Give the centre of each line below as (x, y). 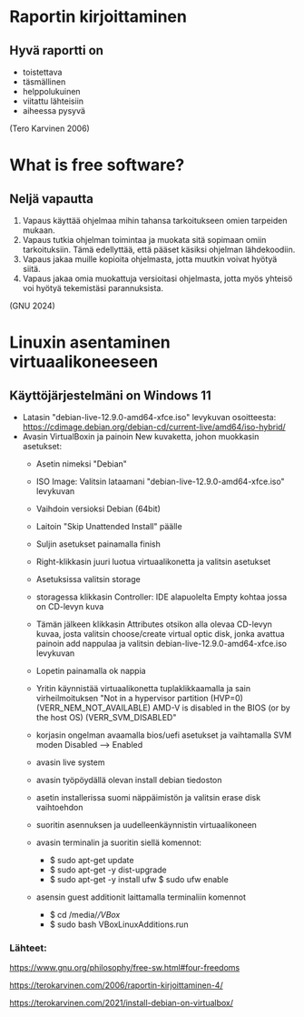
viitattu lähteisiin (53, 101)
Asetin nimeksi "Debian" (81, 464)
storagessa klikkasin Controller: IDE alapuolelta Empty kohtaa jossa (162, 597)
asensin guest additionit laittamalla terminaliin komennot (141, 897)
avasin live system (70, 762)
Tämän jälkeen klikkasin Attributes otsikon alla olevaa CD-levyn (154, 624)
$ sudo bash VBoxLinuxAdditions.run (119, 924)
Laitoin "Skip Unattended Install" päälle (109, 526)
